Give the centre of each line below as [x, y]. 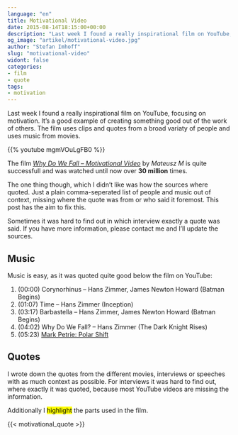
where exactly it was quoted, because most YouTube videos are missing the [118, 389]
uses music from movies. [44, 136]
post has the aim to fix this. [47, 207]
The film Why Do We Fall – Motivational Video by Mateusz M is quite [107, 163]
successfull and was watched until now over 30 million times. [97, 171]
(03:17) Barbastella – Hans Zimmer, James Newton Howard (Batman [117, 312]
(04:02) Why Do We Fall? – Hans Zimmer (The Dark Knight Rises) [112, 326]
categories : [25, 67]
